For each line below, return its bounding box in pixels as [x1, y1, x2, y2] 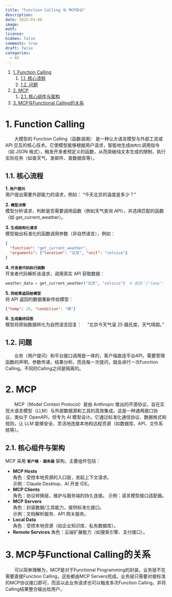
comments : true [5, 41, 38, 46]
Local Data [12, 516, 36, 523]
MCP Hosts [12, 468, 37, 474]
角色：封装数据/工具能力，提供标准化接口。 [12, 504, 104, 510]
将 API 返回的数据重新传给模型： [5, 296, 74, 302]
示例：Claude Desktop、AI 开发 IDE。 [12, 480, 92, 487]
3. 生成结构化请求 [5, 224, 37, 231]
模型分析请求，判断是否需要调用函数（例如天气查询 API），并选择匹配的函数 [5, 208, 164, 214]
